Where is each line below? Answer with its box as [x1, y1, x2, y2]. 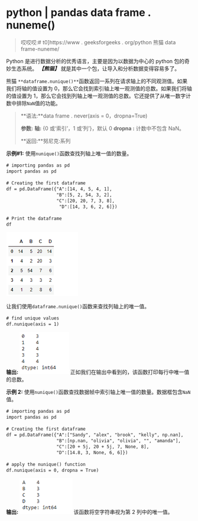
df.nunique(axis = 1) [6, 321, 60, 327]
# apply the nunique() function [6, 461, 86, 467]
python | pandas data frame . [6, 6, 151, 19]
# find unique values [6, 315, 60, 321]
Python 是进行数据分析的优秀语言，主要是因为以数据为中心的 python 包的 [6, 57, 185, 64]
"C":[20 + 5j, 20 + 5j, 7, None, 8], [56, 444, 150, 450]
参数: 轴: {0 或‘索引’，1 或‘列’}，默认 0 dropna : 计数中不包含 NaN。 [20, 125, 184, 132]
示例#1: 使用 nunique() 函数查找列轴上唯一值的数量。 [6, 149, 132, 157]
